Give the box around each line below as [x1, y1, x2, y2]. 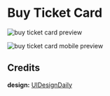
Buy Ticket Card [7, 5, 103, 21]
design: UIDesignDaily [7, 81, 72, 89]
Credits [7, 62, 41, 74]
